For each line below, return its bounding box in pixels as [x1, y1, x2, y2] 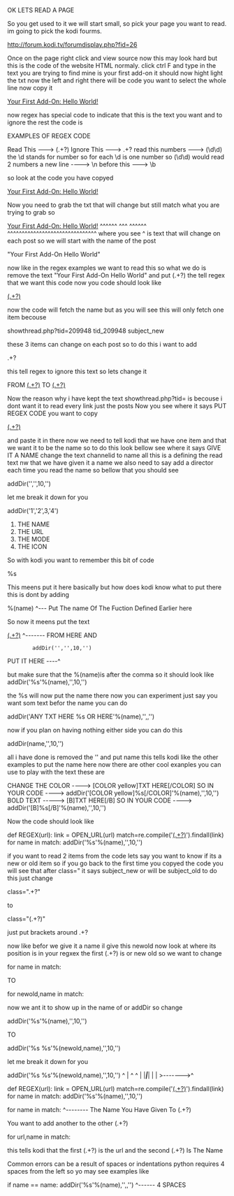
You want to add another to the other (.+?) [7, 1119, 129, 1127]
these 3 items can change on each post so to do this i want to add [7, 340, 198, 348]
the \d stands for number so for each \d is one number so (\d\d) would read [7, 153, 225, 161]
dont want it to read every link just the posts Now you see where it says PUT [7, 402, 227, 410]
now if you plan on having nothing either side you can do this [7, 726, 183, 734]
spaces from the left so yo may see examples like [7, 1167, 149, 1175]
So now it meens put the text [7, 618, 90, 626]
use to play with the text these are [7, 768, 105, 776]
